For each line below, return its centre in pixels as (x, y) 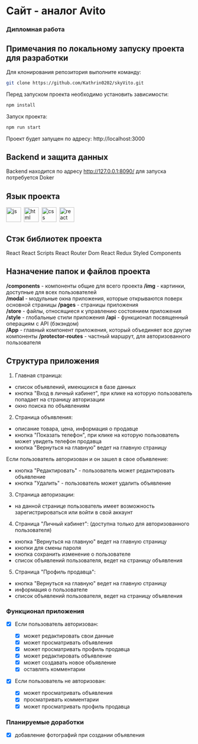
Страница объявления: (43, 417)
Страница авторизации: (45, 494)
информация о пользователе (51, 590)
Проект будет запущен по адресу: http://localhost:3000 (76, 139)
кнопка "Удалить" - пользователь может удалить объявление (93, 483)
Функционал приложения (45, 611)
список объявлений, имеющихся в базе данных (75, 387)
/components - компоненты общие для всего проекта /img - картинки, (96, 286)
